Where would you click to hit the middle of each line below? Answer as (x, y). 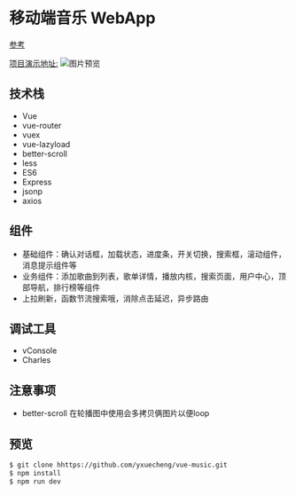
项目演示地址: (34, 63)
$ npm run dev (35, 481)
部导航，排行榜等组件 (61, 287)
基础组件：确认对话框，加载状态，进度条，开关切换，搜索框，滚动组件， (154, 254)
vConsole (39, 350)
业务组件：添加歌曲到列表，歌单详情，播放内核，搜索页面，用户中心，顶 (154, 276)
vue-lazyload (46, 144)
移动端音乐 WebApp (82, 18)
